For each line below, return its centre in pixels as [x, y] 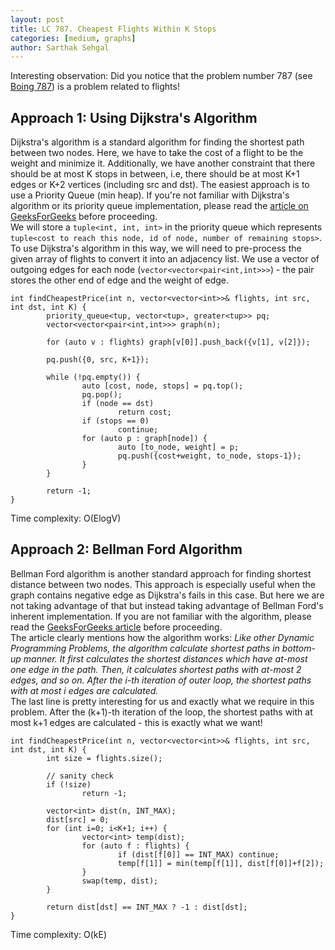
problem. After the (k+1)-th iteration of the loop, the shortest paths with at [161, 712]
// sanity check [80, 776]
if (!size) [69, 784]
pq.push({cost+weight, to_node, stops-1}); [209, 456]
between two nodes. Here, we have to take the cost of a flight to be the [157, 153]
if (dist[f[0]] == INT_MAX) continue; [198, 854]
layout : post [37, 19]
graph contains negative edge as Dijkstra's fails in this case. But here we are [167, 595]
